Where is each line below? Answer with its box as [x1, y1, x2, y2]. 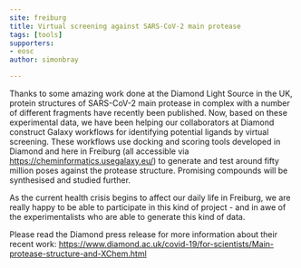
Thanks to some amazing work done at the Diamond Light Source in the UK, [9, 88, 293, 99]
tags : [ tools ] [9, 30, 63, 39]
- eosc [9, 47, 34, 56]
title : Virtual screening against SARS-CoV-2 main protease [9, 22, 242, 31]
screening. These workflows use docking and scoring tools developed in [9, 137, 281, 147]
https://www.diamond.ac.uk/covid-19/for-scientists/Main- [58, 239, 275, 249]
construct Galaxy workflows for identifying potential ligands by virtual [9, 127, 269, 137]
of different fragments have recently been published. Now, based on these [9, 108, 288, 118]
